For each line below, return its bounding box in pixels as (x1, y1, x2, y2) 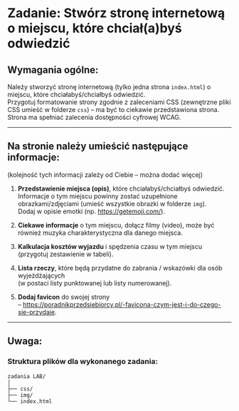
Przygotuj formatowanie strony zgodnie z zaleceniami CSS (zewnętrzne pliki (7, 98, 231, 106)
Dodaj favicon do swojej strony (17, 293, 110, 301)
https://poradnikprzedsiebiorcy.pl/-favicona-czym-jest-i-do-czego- (22, 300, 221, 308)
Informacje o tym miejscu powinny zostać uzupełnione (17, 191, 178, 201)
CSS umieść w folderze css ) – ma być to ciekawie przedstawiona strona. (7, 106, 220, 113)
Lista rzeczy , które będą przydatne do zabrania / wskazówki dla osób (17, 263, 223, 272)
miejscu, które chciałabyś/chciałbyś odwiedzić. (7, 91, 146, 98)
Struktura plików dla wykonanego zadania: (7, 357, 159, 367)
